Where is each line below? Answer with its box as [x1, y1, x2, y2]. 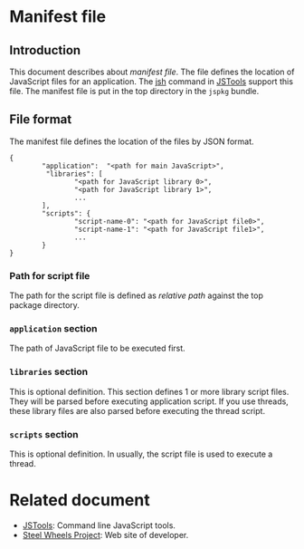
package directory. [9, 300, 80, 311]
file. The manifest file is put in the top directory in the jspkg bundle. [9, 86, 260, 96]
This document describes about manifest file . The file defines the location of [9, 66, 295, 77]
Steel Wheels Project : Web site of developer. [22, 529, 189, 540]
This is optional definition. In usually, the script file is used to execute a [9, 448, 273, 459]
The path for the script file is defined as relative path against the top [9, 290, 264, 301]
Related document [9, 490, 151, 511]
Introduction [9, 43, 81, 58]
